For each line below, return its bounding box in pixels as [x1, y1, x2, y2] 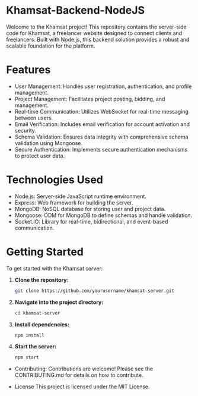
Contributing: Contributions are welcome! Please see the [14, 365, 153, 372]
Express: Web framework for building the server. [14, 199, 133, 206]
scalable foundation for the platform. [6, 42, 95, 49]
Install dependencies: [14, 320, 70, 328]
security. [14, 127, 37, 134]
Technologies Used [6, 173, 104, 187]
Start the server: [14, 343, 57, 350]
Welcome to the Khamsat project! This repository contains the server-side [6, 23, 187, 30]
